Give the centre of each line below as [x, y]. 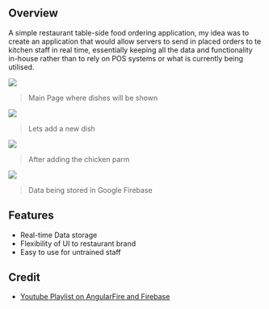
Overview [34, 13]
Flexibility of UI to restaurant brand [78, 243]
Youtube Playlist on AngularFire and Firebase [95, 297]
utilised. [21, 67]
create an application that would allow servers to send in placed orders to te [135, 41]
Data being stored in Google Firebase [90, 190]
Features [31, 216]
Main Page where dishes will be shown [93, 98]
